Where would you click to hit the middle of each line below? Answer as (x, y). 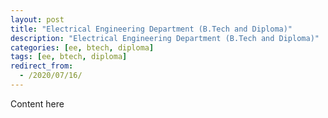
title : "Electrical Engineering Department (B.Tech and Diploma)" (151, 29)
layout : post (37, 19)
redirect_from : (42, 66)
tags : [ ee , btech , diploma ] (69, 57)
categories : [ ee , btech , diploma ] (82, 47)
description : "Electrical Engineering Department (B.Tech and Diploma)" (165, 38)
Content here (37, 103)
